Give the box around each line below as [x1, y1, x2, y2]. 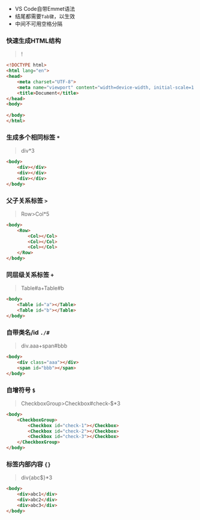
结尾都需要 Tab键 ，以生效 [14, 13, 75, 20]
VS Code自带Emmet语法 [14, 5, 75, 12]
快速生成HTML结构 [6, 37, 61, 45]
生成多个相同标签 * [6, 133, 60, 141]
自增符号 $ [6, 386, 36, 394]
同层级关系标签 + [6, 270, 54, 279]
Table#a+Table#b [20, 285, 65, 292]
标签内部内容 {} [6, 460, 51, 468]
